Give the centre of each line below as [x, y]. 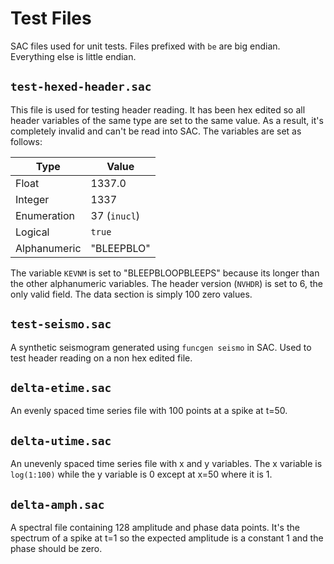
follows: [26, 141]
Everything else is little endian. [73, 56]
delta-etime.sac [61, 387]
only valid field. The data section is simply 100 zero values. [131, 294]
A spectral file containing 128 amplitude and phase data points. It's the [155, 527]
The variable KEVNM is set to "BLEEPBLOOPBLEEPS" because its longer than [165, 273]
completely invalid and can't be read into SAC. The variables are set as [156, 131]
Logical [32, 232]
